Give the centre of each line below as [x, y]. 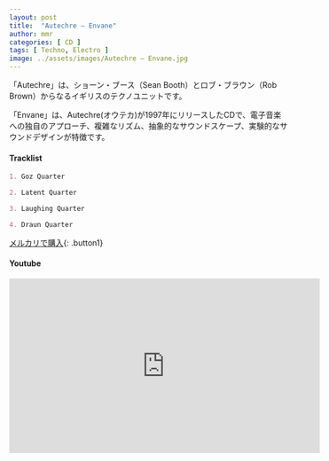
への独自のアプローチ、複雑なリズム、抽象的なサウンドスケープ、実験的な [145, 126]
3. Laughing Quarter [47, 208]
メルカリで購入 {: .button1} [56, 242]
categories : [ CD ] [45, 42]
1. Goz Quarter [37, 177]
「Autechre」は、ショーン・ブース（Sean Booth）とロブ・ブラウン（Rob [143, 85]
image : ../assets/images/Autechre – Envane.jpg [99, 59]
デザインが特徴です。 [71, 137]
